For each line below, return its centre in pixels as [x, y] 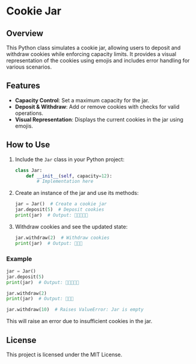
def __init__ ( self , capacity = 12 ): [69, 176]
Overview [25, 33]
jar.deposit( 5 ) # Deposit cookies [60, 210]
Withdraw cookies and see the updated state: [71, 226]
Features [23, 86]
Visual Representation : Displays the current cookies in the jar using [99, 119]
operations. [29, 113]
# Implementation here [65, 182]
